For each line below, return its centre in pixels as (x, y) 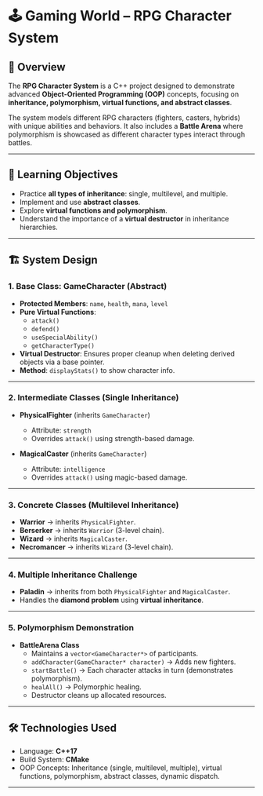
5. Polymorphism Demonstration (71, 628)
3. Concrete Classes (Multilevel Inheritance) (94, 505)
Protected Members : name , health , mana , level (94, 303)
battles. (20, 142)
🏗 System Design (53, 260)
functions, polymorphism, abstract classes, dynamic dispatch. (120, 776)
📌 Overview (37, 67)
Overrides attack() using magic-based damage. (109, 477)
